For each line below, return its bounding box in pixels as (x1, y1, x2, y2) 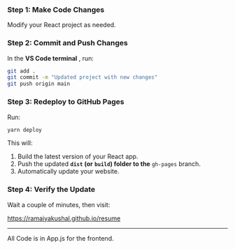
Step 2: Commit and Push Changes (7, 38, 128, 48)
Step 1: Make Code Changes (7, 5, 105, 15)
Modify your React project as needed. (7, 21, 117, 29)
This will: (7, 139, 33, 147)
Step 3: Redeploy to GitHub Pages (7, 97, 124, 107)
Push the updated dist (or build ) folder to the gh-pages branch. (17, 160, 201, 168)
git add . (7, 68, 36, 75)
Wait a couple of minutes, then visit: (7, 200, 111, 209)
